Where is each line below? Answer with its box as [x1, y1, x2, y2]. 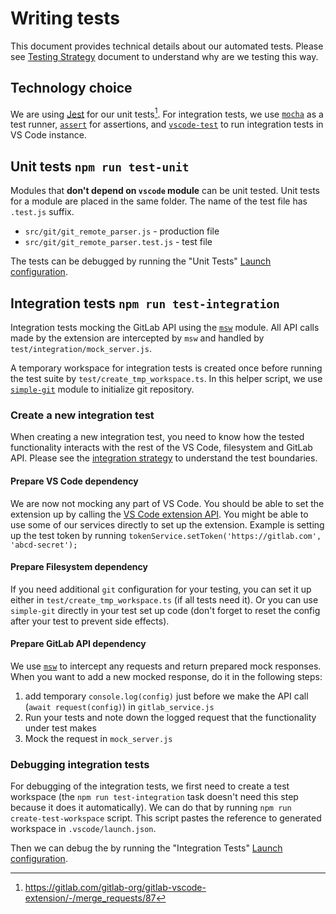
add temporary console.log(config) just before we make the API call [24, 690, 309, 702]
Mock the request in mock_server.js [24, 732, 173, 744]
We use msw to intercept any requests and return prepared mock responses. [10, 660, 322, 672]
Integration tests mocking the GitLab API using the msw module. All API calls [10, 322, 320, 334]
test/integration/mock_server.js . [10, 343, 152, 355]
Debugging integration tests [10, 757, 150, 771]
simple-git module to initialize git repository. [10, 383, 195, 396]
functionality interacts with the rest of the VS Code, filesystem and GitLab [10, 442, 313, 454]
